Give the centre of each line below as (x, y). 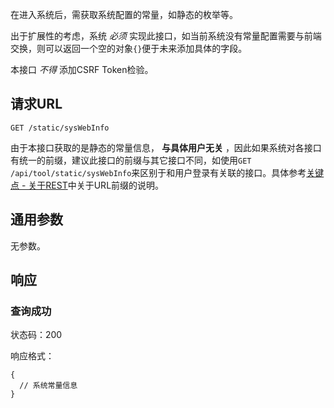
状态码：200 (36, 335)
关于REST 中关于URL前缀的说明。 (96, 185)
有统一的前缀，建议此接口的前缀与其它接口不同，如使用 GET (131, 160)
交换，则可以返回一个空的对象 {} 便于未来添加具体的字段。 (129, 48)
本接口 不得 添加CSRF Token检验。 (82, 69)
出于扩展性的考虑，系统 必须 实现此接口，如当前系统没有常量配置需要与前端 (166, 36)
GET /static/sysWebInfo (60, 128)
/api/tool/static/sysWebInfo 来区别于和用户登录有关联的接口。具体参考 (158, 172)
